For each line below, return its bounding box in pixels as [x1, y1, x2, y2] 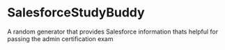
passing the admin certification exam [7, 34, 114, 42]
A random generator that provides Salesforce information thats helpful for [7, 27, 219, 36]
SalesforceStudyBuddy [7, 5, 145, 21]
